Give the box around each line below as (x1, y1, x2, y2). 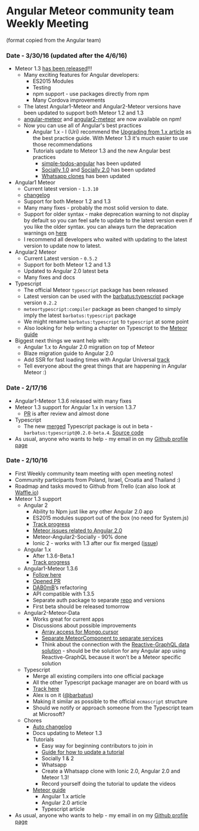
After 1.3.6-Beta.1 (32, 552, 74, 559)
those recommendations (32, 141, 93, 148)
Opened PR (32, 577, 61, 584)
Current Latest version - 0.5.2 (23, 255, 98, 262)
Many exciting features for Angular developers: (23, 71, 139, 79)
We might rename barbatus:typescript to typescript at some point (23, 318, 189, 325)
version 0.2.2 (23, 299, 57, 306)
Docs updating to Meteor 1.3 (32, 729, 102, 736)
